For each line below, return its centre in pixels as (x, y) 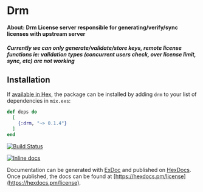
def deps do (22, 112)
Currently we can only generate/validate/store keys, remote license (94, 48)
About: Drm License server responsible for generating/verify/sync (92, 27)
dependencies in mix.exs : (39, 101)
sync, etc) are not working (41, 61)
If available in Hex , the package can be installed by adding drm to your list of (102, 94)
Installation (29, 80)
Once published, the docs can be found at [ (61, 176)
